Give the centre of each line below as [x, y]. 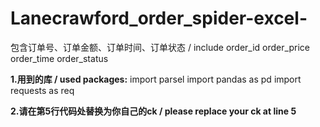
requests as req [42, 90]
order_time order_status [59, 58]
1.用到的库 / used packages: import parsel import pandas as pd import [156, 79]
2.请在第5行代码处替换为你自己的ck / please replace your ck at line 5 [153, 111]
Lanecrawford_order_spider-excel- [159, 18]
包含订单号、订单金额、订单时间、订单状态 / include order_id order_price [160, 47]
